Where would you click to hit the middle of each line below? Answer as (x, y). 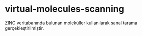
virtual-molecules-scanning (65, 9)
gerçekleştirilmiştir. (25, 28)
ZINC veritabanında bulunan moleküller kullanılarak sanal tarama (71, 23)
